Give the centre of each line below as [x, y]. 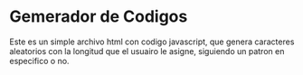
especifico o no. [39, 61]
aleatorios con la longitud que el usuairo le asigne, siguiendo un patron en [147, 51]
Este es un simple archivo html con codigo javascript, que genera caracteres [152, 42]
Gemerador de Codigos [99, 17]
